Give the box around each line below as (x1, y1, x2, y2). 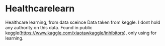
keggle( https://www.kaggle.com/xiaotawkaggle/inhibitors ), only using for (5, 30, 157, 36)
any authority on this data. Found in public (5, 24, 93, 30)
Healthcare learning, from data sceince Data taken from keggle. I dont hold (5, 19, 160, 25)
